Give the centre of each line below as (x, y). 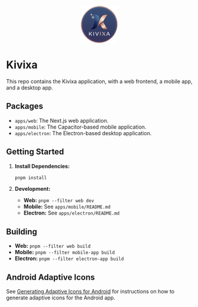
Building (22, 231)
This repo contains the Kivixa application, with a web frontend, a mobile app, (99, 81)
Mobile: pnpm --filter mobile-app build (65, 252)
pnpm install (31, 178)
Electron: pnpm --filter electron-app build (69, 258)
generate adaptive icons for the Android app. (61, 298)
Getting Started (35, 152)
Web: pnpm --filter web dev (59, 200)
